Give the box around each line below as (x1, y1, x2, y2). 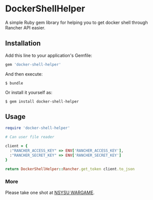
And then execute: (5, 71, 43, 77)
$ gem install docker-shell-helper (5, 99, 79, 104)
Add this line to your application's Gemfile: (5, 52, 92, 58)
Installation (5, 39, 41, 48)
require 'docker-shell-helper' (5, 125, 70, 131)
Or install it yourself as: (5, 89, 52, 95)
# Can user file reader (5, 135, 55, 140)
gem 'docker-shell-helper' (5, 62, 61, 67)
